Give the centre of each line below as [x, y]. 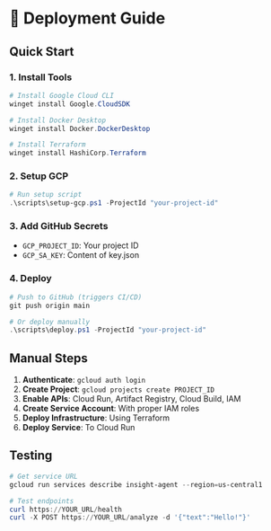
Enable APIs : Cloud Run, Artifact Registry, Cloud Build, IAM [131, 399]
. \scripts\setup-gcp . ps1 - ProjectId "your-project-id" [114, 203]
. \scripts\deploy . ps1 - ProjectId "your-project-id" [108, 330]
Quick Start [42, 52]
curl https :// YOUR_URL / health [66, 509]
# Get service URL [44, 476]
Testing [31, 456]
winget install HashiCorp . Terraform [78, 153]
